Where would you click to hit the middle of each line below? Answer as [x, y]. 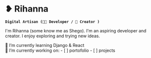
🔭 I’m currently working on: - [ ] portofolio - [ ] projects [60, 50]
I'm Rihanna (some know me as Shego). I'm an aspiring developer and [76, 30]
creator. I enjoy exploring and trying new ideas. [53, 36]
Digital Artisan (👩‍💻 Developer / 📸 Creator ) [52, 22]
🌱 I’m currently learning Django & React [45, 45]
